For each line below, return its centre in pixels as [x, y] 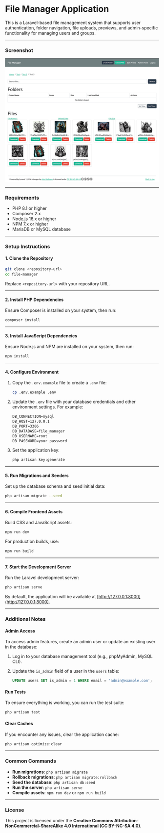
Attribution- [126, 820]
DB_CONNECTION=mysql [33, 417]
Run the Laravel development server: [42, 578]
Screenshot [19, 50]
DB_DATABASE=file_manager [38, 431]
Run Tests [15, 692]
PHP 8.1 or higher [30, 208]
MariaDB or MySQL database [41, 229]
